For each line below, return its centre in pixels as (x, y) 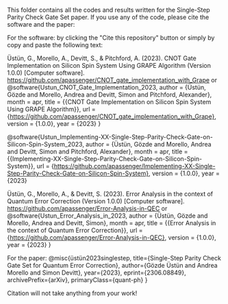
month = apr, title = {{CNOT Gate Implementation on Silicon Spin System (109, 102)
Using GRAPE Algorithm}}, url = (51, 109)
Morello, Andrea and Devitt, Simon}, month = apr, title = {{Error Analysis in (112, 223)
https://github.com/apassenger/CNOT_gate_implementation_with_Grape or (112, 80)
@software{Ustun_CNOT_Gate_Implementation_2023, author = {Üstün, (107, 87)
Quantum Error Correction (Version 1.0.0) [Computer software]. (96, 201)
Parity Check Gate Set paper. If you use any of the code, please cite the (108, 17)
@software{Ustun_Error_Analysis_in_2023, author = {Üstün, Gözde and (107, 216)
